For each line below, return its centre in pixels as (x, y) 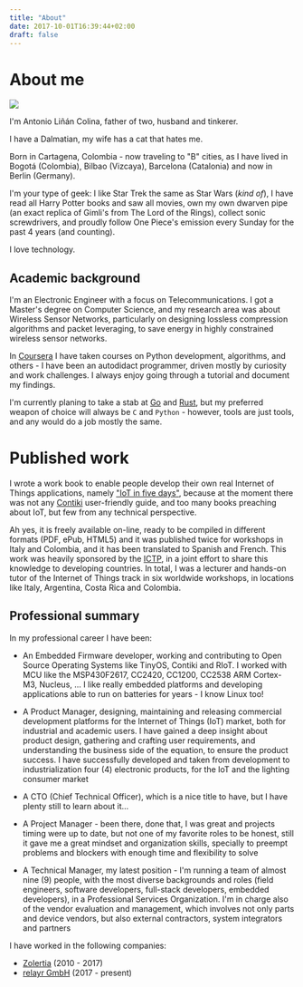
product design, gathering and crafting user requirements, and (139, 740)
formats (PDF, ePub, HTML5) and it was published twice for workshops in (146, 539)
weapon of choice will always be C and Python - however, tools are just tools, (152, 412)
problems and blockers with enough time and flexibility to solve (140, 852)
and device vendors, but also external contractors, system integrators (152, 918)
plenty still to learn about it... (76, 806)
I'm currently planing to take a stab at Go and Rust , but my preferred (137, 402)
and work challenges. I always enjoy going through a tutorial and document (150, 375)
